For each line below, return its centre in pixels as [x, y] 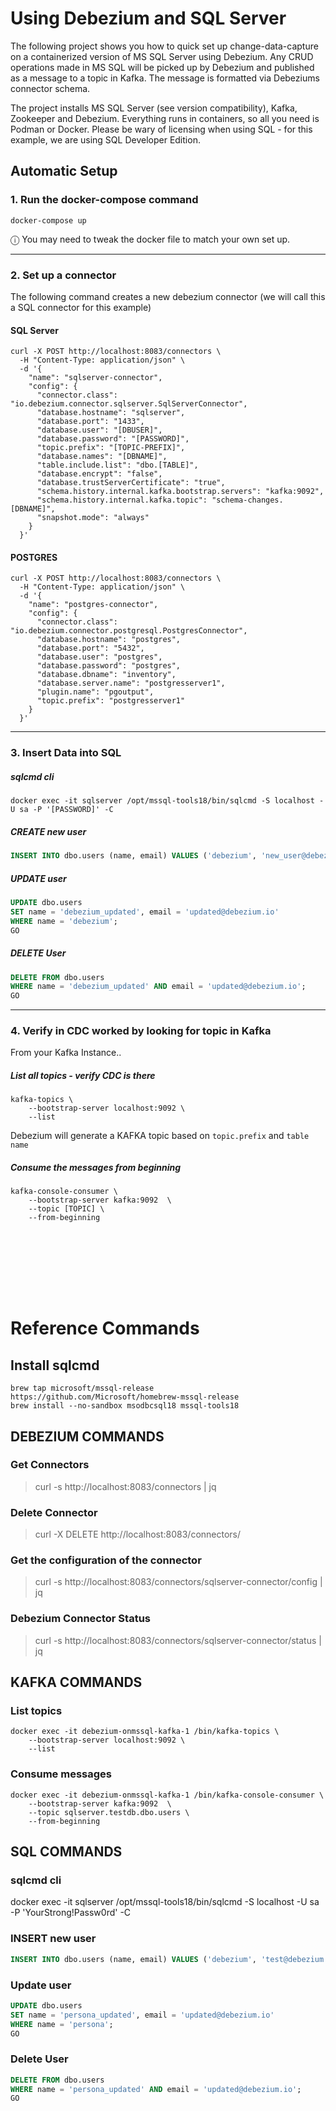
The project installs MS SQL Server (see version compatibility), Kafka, [154, 108]
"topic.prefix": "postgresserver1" [111, 701]
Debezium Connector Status [80, 1619]
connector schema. [50, 88]
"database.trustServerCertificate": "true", [131, 483]
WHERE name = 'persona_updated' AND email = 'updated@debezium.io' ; [156, 2089]
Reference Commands [105, 1328]
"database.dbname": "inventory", [106, 675]
